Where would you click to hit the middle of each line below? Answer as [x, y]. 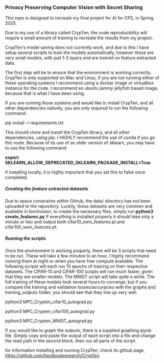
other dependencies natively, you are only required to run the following [77, 108]
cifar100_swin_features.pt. [31, 227]
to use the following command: [36, 148]
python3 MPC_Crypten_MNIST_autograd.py [49, 321]
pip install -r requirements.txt [34, 123]
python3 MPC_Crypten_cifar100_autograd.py [50, 311]
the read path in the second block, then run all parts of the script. [71, 341]
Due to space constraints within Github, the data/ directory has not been [78, 201]
